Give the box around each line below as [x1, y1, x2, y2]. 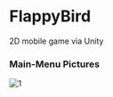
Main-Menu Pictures [9, 58, 101, 70]
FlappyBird [9, 6, 92, 27]
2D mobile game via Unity [9, 36, 104, 46]
